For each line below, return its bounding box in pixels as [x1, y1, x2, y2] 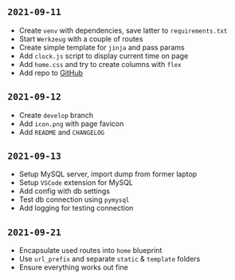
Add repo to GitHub [18, 68, 84, 77]
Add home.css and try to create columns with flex [18, 59, 182, 69]
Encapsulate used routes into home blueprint [18, 246, 163, 255]
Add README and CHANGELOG [18, 127, 105, 136]
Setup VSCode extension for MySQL [18, 178, 133, 187]
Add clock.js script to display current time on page [18, 51, 189, 61]
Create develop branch [18, 110, 94, 120]
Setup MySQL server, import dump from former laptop [18, 169, 198, 179]
